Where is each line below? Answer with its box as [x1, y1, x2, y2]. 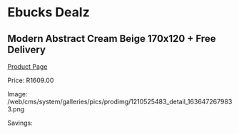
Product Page [7, 62, 48, 71]
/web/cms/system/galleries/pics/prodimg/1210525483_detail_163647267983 [7, 97, 233, 106]
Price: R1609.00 [7, 76, 54, 84]
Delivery [7, 43, 46, 55]
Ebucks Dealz [7, 4, 91, 21]
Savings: [7, 118, 34, 127]
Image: [7, 90, 28, 98]
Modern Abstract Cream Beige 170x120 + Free [7, 33, 216, 45]
